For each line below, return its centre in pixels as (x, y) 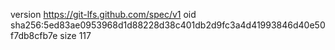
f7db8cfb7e (34, 35)
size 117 (75, 35)
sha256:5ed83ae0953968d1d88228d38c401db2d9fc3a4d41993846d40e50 (168, 25)
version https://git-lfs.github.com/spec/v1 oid (103, 14)
